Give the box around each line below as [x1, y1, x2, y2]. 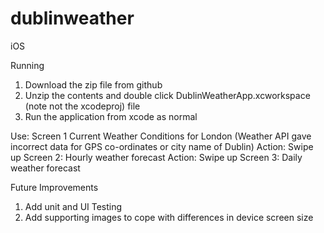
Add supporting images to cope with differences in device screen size [24, 211, 314, 223]
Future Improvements [10, 181, 99, 193]
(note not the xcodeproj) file [24, 100, 141, 112]
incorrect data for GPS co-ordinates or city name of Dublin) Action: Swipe [10, 140, 314, 152]
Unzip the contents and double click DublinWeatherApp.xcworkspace [24, 89, 311, 101]
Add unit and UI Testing [24, 200, 123, 212]
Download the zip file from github [24, 78, 163, 91]
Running [10, 59, 45, 71]
